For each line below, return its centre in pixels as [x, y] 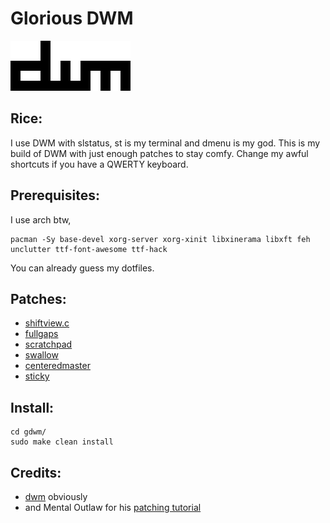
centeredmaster [57, 366]
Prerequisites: [55, 195]
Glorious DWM [72, 18]
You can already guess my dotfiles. [82, 268]
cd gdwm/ [28, 432]
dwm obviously [56, 496]
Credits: [36, 472]
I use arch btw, [41, 219]
